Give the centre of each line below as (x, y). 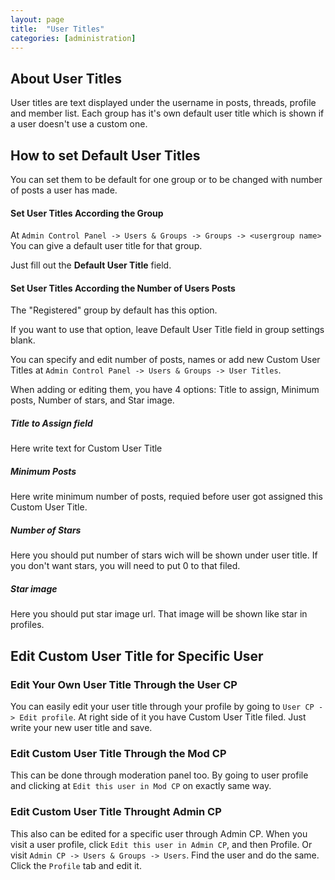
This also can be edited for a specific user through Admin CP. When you (159, 833)
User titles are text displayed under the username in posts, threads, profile (163, 103)
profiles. (27, 625)
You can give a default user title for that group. (106, 246)
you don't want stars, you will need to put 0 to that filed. (125, 566)
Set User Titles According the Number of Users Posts (123, 288)
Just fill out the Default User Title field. (91, 265)
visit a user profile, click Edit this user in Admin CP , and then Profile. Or (161, 844)
